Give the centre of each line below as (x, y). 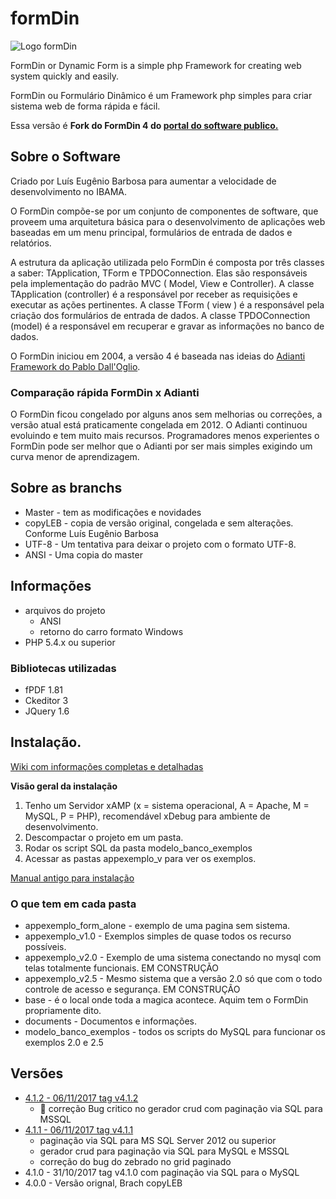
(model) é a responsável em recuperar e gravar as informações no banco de (167, 326)
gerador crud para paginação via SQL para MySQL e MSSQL (164, 1151)
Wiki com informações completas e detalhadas (107, 766)
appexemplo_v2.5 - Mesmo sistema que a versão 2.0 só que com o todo (173, 979)
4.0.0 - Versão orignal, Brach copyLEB (103, 1183)
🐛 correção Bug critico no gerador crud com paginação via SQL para (181, 1108)
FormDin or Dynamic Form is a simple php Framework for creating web (156, 65)
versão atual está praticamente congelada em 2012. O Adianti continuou (159, 425)
